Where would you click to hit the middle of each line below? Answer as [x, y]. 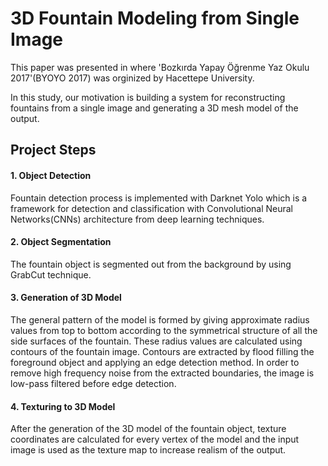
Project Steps [53, 150]
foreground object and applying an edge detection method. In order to [155, 362]
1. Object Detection [51, 175]
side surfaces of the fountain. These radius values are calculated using [156, 341]
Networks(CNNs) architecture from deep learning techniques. [137, 219]
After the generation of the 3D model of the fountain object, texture [148, 429]
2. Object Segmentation [61, 242]
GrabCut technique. [51, 274]
